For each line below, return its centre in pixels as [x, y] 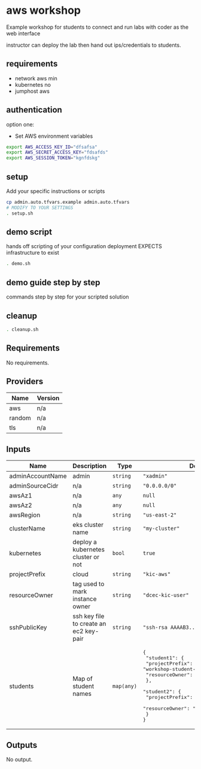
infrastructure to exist [33, 253]
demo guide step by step [53, 282]
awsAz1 [21, 496]
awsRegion [25, 515]
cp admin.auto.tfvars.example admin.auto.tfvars [68, 202]
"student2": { [162, 692]
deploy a [85, 542]
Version [48, 398]
